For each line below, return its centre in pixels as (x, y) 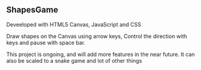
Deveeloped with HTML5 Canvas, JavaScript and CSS (74, 24)
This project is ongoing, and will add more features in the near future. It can (101, 54)
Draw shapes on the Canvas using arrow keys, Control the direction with (97, 36)
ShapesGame (32, 10)
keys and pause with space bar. (46, 42)
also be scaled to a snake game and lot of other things (74, 60)
